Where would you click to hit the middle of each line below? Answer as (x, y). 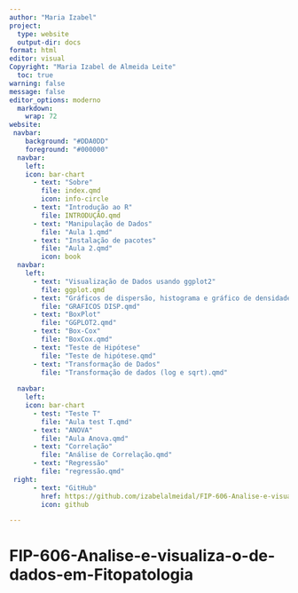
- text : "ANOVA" (63, 430)
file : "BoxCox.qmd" (77, 339)
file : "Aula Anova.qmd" (85, 439)
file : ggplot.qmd (73, 289)
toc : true (35, 75)
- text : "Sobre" (63, 183)
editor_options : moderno (55, 100)
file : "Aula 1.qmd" (77, 232)
